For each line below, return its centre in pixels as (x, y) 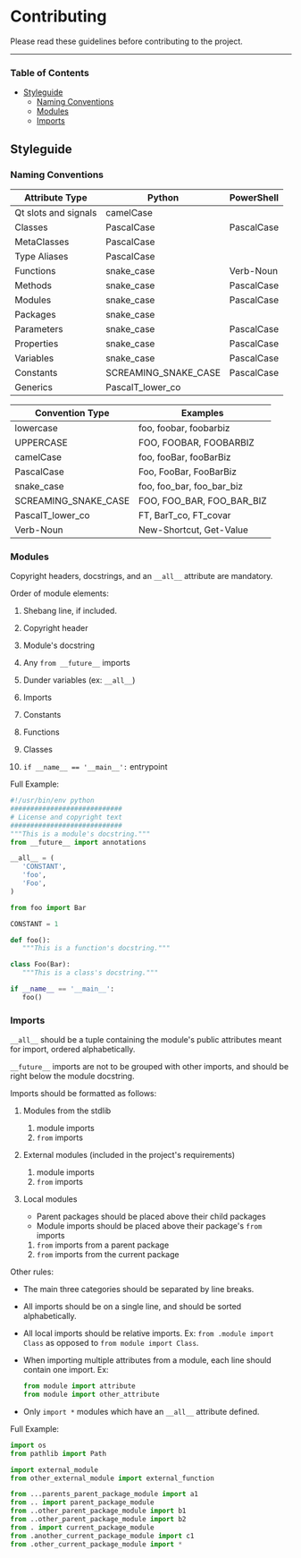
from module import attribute (79, 1386)
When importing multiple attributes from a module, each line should (147, 1360)
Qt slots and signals (56, 212)
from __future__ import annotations (78, 842)
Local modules (50, 1199)
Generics (33, 387)
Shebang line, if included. (70, 611)
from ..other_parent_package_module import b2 (98, 1520)
